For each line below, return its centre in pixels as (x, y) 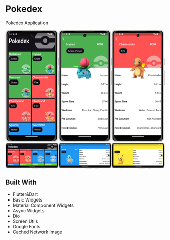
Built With (21, 182)
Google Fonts (27, 227)
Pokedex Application (27, 23)
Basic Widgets (28, 200)
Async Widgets (28, 211)
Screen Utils (25, 221)
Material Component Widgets (43, 205)
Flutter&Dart (25, 194)
